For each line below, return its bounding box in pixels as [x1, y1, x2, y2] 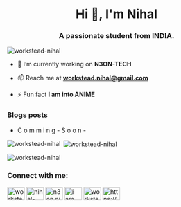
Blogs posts [7, 110, 49, 120]
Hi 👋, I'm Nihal [75, 6, 158, 22]
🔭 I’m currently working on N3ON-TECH [17, 60, 132, 69]
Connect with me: [7, 171, 69, 181]
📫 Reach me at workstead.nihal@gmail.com [17, 74, 148, 82]
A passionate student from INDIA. [58, 31, 175, 41]
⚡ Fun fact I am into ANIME [17, 90, 95, 99]
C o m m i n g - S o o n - [17, 126, 87, 134]
